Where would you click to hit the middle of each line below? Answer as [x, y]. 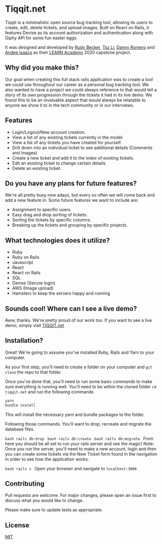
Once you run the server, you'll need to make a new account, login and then [81, 449]
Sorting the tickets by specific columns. [51, 220]
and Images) [24, 153]
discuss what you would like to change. [44, 500]
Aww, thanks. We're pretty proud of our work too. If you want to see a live [79, 320]
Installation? [24, 341]
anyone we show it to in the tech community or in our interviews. [70, 105]
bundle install [20, 405]
